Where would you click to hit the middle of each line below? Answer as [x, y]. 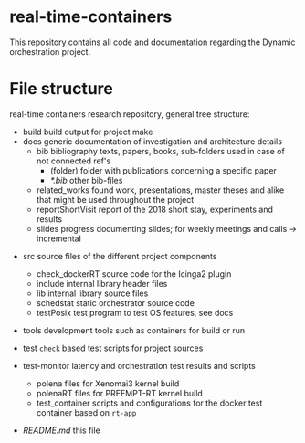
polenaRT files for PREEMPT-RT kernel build [119, 393]
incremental [59, 238]
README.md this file [61, 430]
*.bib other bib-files [86, 180]
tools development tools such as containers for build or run [134, 330]
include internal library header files [102, 283]
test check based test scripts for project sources [113, 348]
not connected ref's [74, 161]
